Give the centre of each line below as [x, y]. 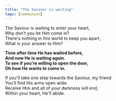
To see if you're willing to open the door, [47, 63]
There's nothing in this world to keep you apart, [53, 38]
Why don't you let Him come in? [37, 33]
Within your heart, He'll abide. [35, 93]
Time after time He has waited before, [44, 53]
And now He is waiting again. [35, 58]
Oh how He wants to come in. [35, 68]
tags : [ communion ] [24, 14]
